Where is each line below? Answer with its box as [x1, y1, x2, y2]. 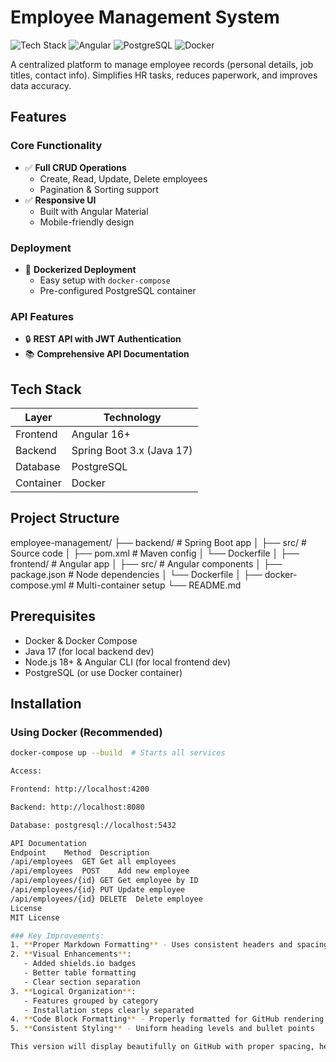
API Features [10, 309, 75, 323]
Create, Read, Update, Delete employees [39, 172, 208, 185]
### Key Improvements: [10, 931, 105, 941]
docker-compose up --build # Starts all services [10, 748, 226, 758]
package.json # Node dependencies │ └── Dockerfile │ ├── [10, 568, 263, 580]
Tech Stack [10, 381, 82, 398]
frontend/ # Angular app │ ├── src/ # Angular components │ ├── [10, 557, 283, 570]
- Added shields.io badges [23, 959, 137, 969]
